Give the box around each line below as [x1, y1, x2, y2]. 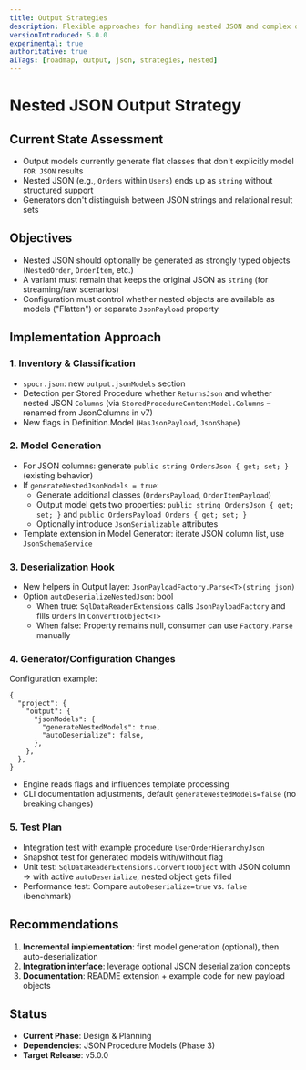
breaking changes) [22, 798, 94, 809]
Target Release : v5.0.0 [22, 1050, 109, 1061]
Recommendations [9, 917, 119, 932]
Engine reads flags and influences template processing [22, 779, 229, 790]
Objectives [9, 230, 73, 247]
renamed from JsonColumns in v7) [22, 407, 153, 418]
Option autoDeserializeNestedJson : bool [22, 591, 174, 603]
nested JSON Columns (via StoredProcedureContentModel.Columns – [22, 397, 271, 408]
